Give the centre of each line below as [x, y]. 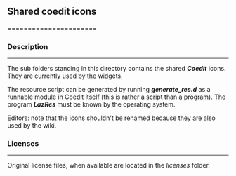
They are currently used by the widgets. [65, 76]
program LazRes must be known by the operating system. [91, 104]
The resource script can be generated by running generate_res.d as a [109, 90]
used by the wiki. [32, 126]
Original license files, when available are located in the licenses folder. [109, 165]
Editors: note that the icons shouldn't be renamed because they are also [111, 118]
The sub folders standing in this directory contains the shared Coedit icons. [117, 69]
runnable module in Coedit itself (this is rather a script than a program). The [117, 97]
